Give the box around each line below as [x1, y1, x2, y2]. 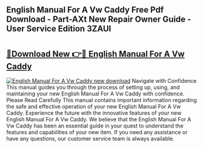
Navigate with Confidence [131, 77, 197, 84]
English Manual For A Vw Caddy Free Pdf [6, 5, 164, 15]
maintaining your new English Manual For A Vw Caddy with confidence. [6, 90, 185, 97]
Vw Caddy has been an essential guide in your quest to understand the [6, 122, 184, 129]
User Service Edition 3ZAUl [6, 24, 111, 34]
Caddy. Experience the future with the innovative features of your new [6, 109, 182, 117]
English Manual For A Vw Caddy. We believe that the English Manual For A [6, 116, 191, 123]
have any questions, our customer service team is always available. [6, 135, 175, 142]
